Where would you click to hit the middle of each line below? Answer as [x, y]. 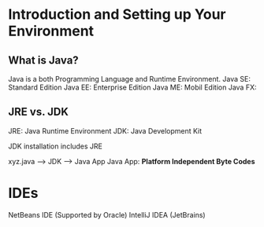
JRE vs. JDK [39, 112]
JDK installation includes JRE [56, 146]
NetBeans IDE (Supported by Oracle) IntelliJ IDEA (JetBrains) [107, 214]
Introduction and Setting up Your [117, 15]
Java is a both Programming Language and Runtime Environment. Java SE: [129, 79]
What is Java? [43, 60]
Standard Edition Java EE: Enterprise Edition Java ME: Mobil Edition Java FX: [132, 87]
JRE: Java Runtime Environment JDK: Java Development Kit [105, 130]
